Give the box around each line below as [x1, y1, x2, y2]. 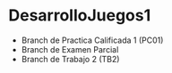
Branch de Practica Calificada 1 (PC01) [21, 35, 164, 45]
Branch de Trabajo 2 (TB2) [21, 53, 120, 64]
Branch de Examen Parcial [21, 44, 119, 54]
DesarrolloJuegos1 [8, 5, 151, 26]
